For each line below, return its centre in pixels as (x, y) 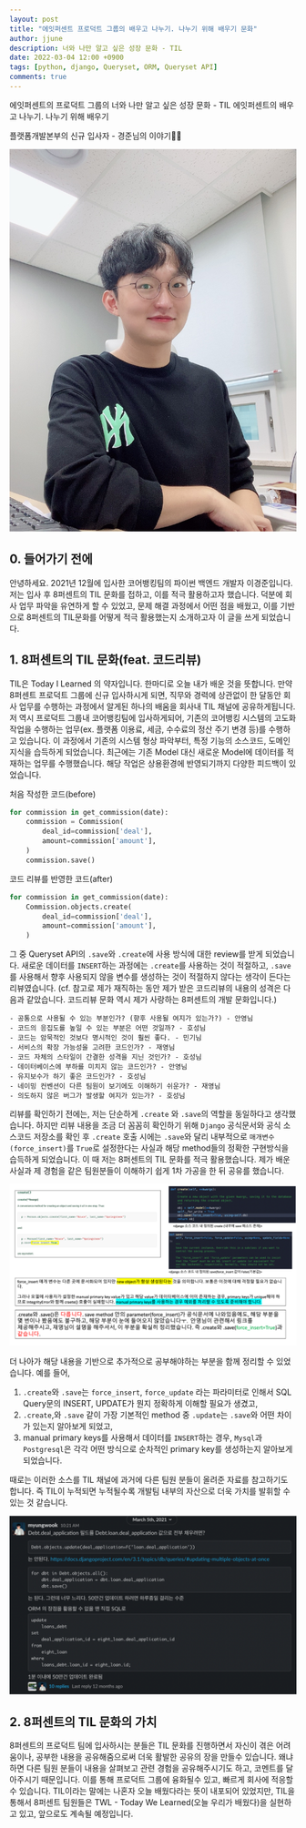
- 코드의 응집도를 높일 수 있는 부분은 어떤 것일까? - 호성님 (108, 1029)
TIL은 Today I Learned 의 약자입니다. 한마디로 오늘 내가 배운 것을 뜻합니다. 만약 (151, 684)
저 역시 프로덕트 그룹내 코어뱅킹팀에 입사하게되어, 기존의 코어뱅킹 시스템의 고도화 (153, 717)
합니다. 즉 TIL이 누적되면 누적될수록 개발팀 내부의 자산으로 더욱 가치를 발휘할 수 (150, 1491)
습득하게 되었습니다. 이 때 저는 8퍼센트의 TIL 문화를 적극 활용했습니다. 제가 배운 (150, 1160)
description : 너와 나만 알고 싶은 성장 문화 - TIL (96, 48)
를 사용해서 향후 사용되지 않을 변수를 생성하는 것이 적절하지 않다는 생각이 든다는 (150, 977)
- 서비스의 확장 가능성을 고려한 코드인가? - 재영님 (92, 1048)
